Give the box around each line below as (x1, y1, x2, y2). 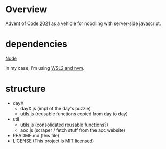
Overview (5, 4, 48, 15)
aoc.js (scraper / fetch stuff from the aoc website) (20, 127, 125, 133)
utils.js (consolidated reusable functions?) (20, 121, 108, 128)
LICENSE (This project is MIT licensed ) (12, 138, 94, 144)
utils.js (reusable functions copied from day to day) (20, 111, 128, 117)
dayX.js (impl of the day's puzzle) (20, 105, 91, 111)
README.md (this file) (12, 132, 60, 138)
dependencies (5, 38, 68, 50)
